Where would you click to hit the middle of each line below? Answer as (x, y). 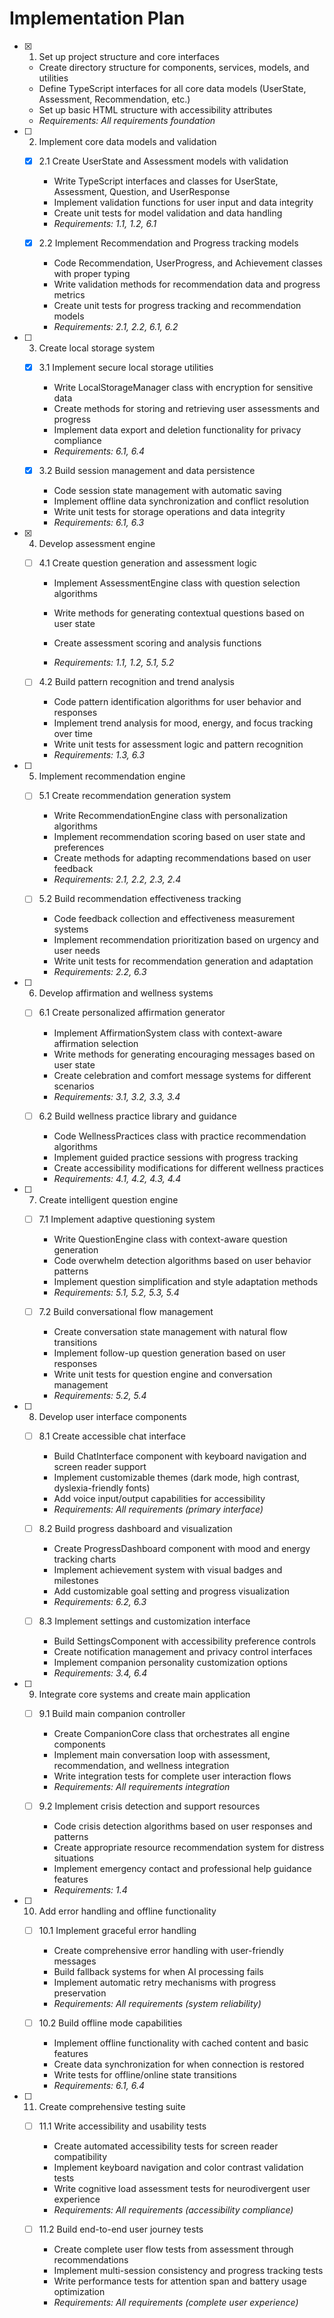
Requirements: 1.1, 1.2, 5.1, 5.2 (114, 663)
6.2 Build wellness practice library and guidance (137, 1116)
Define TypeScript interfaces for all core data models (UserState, (172, 88)
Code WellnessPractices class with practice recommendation (180, 1136)
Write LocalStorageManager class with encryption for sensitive (183, 388)
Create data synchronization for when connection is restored (179, 2064)
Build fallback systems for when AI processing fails (158, 1972)
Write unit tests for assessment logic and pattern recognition (178, 744)
